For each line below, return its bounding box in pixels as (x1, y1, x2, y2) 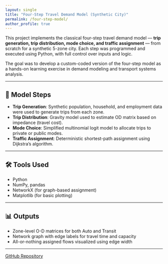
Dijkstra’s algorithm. (12, 141, 53, 147)
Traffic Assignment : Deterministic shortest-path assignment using (12, 135, 150, 141)
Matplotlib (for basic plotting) (12, 192, 72, 198)
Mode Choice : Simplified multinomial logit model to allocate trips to (12, 125, 151, 131)
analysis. (5, 71, 23, 77)
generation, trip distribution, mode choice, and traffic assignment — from (5, 40, 161, 46)
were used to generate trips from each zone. (12, 109, 105, 115)
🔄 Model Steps (5, 90, 51, 99)
